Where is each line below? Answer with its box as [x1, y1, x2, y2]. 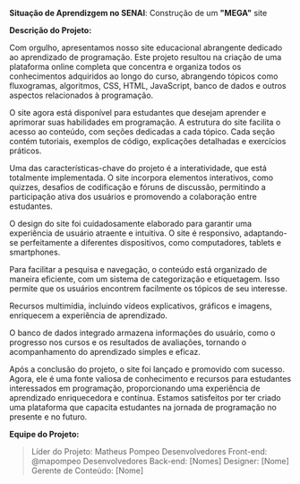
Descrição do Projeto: [9, 25, 92, 35]
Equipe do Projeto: [9, 429, 80, 439]
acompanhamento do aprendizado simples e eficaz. [9, 347, 201, 357]
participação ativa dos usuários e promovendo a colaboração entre [9, 192, 257, 202]
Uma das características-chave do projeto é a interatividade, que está [9, 163, 267, 173]
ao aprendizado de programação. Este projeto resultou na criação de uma [9, 52, 282, 62]
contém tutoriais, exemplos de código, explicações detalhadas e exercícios [9, 136, 287, 146]
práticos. [9, 145, 42, 156]
